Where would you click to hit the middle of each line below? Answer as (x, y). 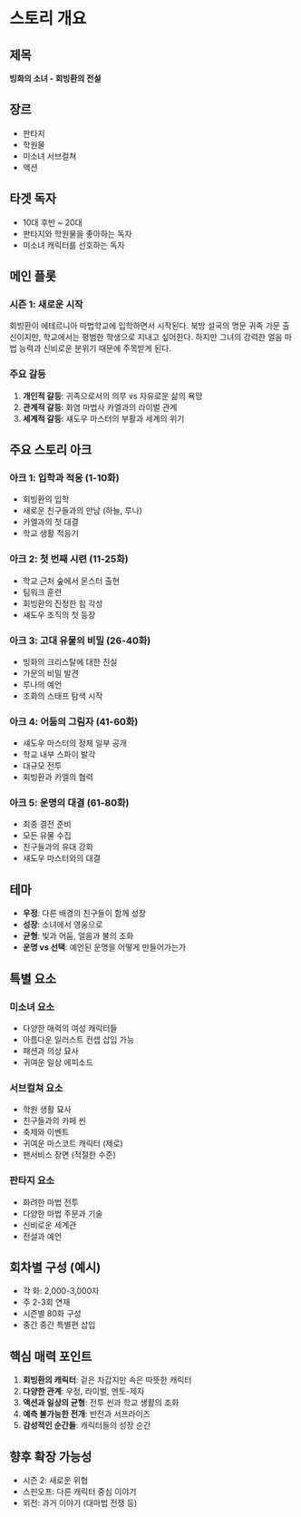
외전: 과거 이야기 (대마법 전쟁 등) (80, 1503)
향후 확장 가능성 (51, 1457)
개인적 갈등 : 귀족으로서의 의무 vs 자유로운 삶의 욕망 (112, 396)
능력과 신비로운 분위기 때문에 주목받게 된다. (95, 348)
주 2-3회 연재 (46, 1302)
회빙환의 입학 (46, 499)
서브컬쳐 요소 (36, 1088)
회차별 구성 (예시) (55, 1267)
